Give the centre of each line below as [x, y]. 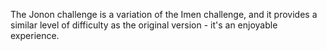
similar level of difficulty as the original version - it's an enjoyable [144, 25]
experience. [35, 35]
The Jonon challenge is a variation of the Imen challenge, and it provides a [164, 14]
